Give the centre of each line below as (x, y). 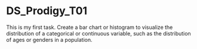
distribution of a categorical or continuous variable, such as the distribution (98, 33)
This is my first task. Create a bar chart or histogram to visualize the (90, 27)
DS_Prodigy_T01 (47, 11)
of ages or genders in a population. (49, 40)
